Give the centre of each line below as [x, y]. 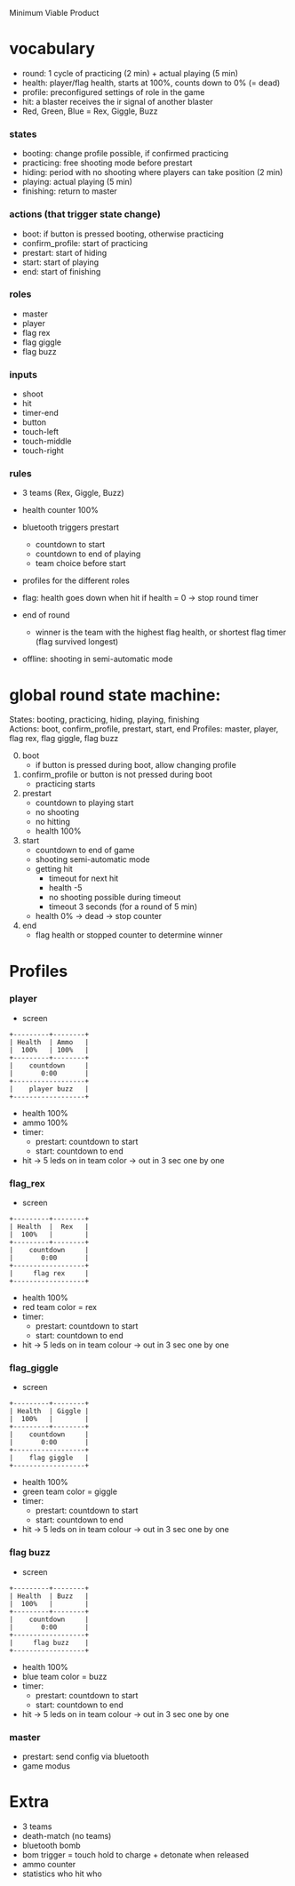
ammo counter [49, 1864]
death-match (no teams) [67, 1835]
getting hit [54, 869]
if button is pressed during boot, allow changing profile [136, 765]
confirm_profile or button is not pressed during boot [117, 775]
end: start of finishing [61, 271]
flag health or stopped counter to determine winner [129, 935]
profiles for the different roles [76, 580]
